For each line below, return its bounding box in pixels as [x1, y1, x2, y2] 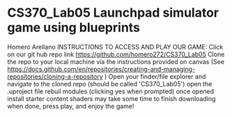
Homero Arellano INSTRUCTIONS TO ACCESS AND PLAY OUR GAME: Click [7, 42, 224, 51]
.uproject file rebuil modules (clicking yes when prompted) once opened [7, 87, 215, 95]
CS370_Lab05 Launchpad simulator [7, 5, 219, 21]
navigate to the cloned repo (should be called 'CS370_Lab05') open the [7, 79, 212, 88]
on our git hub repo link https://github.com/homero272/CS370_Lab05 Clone [7, 50, 225, 58]
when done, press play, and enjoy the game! [7, 102, 134, 110]
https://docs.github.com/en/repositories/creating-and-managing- [7, 65, 196, 73]
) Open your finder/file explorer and [104, 72, 206, 81]
